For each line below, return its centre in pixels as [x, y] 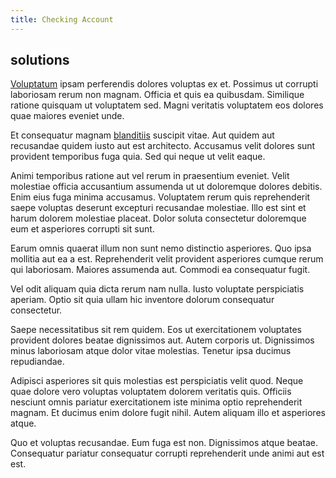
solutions [40, 60]
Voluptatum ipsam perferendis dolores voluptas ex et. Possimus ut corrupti [164, 84]
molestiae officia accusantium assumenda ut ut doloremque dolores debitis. [166, 187]
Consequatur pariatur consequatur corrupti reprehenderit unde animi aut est [167, 453]
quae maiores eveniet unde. [67, 116]
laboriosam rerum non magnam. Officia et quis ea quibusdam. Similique [157, 95]
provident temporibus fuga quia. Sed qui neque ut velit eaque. [138, 157]
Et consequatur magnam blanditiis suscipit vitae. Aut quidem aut [142, 135]
